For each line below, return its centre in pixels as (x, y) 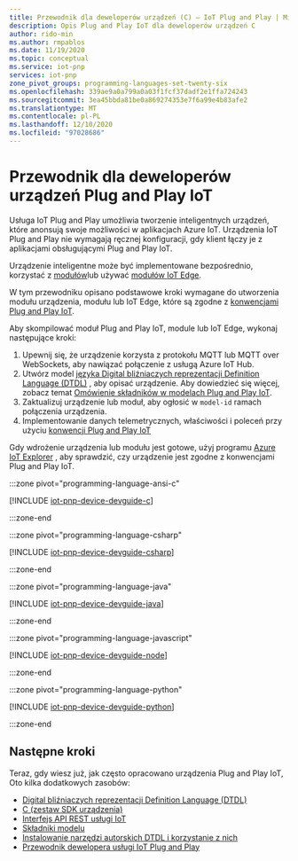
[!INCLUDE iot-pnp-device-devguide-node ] (89, 655)
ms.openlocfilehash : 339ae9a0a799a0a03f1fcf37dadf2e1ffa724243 (129, 91)
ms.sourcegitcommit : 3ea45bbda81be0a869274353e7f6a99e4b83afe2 (129, 100)
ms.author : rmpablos (47, 42)
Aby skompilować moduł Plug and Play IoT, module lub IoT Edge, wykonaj (143, 328)
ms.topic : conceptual (49, 59)
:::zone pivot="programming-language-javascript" (101, 638)
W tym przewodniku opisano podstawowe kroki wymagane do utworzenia (144, 292)
